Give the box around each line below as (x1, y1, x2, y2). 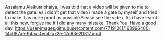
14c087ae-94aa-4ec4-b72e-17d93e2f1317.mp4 (5, 31, 102, 36)
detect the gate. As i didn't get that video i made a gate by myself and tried (5, 9, 158, 15)
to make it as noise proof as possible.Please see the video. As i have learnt (5, 15, 157, 20)
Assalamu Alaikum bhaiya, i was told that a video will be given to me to (5, 4, 149, 10)
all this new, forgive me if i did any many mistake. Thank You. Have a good (5, 20, 156, 26)
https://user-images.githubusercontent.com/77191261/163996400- (14, 25, 151, 31)
